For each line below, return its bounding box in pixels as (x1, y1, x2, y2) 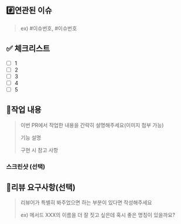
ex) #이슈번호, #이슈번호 (20, 25, 77, 32)
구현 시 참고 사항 (20, 146, 59, 154)
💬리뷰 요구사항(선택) (6, 182, 76, 192)
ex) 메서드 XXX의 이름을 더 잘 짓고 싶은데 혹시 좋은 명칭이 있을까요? (20, 212, 176, 219)
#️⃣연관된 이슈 (6, 5, 52, 16)
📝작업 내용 (6, 105, 42, 115)
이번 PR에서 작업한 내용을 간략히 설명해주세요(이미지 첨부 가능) (20, 121, 164, 128)
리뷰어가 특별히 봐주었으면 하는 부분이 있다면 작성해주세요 (20, 199, 152, 206)
